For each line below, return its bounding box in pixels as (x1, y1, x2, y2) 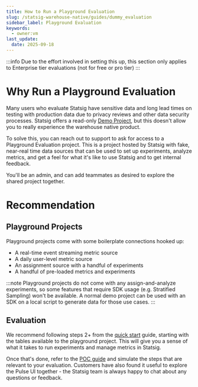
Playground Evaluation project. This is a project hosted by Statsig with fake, (6, 141, 190, 148)
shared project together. (6, 178, 65, 185)
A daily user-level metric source (14, 255, 93, 262)
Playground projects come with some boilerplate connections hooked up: (6, 237, 184, 244)
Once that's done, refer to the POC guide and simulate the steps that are (6, 355, 183, 362)
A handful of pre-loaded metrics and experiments (14, 267, 136, 275)
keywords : (6, 25, 31, 31)
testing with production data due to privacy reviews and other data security (6, 111, 190, 118)
